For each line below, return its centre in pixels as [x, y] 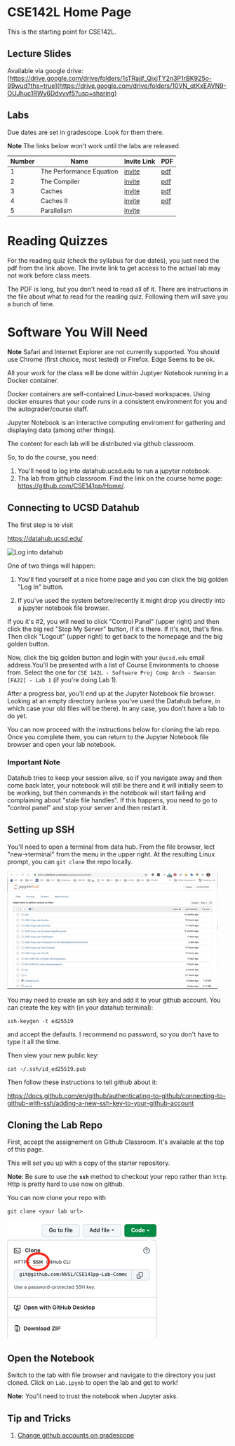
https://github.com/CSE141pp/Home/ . [71, 486]
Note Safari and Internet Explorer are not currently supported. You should [113, 351]
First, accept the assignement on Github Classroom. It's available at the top [116, 1142]
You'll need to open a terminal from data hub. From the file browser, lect [111, 847]
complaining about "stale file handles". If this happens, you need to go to [112, 800]
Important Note [34, 762]
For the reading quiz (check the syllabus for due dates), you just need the [113, 260]
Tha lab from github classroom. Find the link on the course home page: [120, 478]
